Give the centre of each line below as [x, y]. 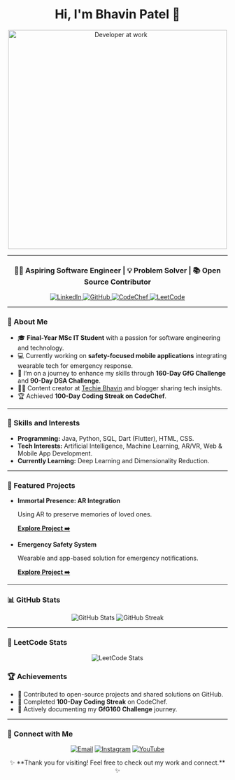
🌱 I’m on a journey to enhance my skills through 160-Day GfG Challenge [121, 373]
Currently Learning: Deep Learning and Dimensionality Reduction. [113, 460]
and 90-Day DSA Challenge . [59, 381]
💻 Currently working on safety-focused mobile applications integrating [122, 355]
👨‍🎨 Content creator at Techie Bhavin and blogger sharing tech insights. [120, 388]
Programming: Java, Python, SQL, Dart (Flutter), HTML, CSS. [106, 438]
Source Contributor [117, 282]
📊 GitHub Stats [34, 600]
